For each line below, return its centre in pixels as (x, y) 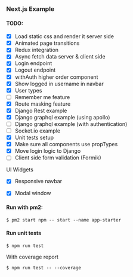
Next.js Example (30, 9)
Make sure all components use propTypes (66, 144)
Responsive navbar (38, 181)
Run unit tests (24, 233)
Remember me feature (42, 97)
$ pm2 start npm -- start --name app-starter (64, 220)
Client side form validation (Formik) (58, 158)
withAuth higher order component (56, 77)
